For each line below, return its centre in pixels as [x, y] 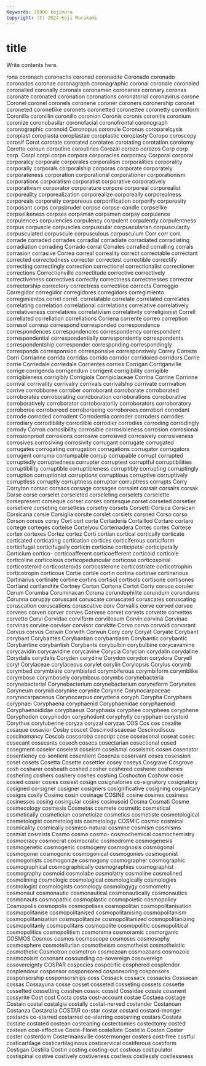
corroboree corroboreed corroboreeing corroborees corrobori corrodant [98, 410]
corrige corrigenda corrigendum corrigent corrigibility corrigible [88, 371]
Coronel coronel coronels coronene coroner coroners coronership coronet [101, 103]
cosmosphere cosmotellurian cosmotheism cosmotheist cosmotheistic [96, 945]
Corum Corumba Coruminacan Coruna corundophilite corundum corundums [103, 593]
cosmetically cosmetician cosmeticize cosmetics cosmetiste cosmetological [103, 815]
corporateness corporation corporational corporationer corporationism [96, 175]
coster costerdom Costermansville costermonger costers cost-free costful [101, 1037]
